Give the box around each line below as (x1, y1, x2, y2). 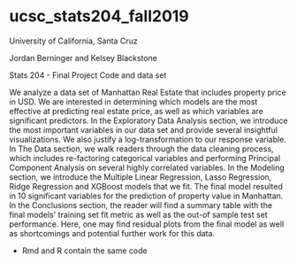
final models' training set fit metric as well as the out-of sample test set (9, 209, 268, 220)
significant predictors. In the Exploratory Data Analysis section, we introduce (9, 115, 288, 126)
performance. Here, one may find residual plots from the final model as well (9, 219, 285, 229)
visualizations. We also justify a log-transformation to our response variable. (9, 134, 287, 144)
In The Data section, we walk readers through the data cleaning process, (9, 143, 274, 154)
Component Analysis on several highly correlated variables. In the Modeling (9, 162, 285, 173)
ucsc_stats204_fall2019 (9, 6, 190, 27)
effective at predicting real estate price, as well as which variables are (9, 105, 263, 116)
